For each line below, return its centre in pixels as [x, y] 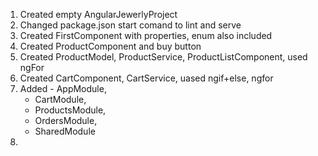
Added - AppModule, [63, 88]
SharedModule [65, 131]
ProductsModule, [70, 110]
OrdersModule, [66, 120]
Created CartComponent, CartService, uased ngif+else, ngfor [146, 78]
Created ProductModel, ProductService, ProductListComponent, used [163, 57]
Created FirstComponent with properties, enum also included [146, 35]
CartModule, [60, 99]
